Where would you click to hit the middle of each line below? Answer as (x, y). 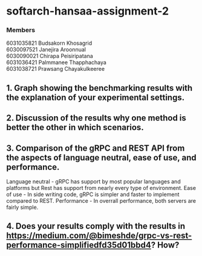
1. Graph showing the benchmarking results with (99, 88)
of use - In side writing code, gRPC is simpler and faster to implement (93, 194)
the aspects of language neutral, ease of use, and (101, 158)
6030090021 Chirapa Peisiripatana (50, 56)
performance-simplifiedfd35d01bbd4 (79, 245)
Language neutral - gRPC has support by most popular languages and (93, 182)
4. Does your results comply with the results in (96, 226)
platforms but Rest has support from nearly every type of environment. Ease (101, 188)
